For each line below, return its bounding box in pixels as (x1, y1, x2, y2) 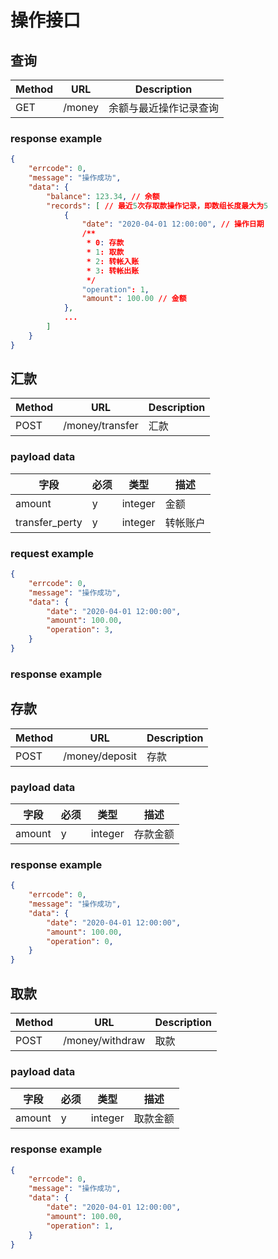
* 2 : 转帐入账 (86, 256, 140, 266)
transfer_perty (15, 515, 83, 529)
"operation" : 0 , (46, 936, 114, 946)
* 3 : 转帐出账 (86, 266, 140, 276)
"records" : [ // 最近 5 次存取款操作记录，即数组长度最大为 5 (46, 201, 269, 211)
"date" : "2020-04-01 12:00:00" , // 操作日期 (81, 219, 265, 230)
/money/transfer (63, 419, 139, 433)
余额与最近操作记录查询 (108, 101, 220, 115)
